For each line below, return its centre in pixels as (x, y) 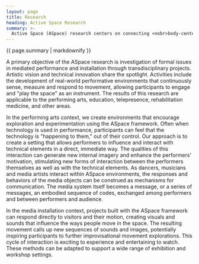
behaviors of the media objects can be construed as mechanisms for (90, 181)
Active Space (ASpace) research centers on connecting (81, 34)
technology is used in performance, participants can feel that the (85, 130)
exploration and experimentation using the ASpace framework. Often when (97, 124)
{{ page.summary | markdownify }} (49, 50)
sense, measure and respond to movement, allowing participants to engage (98, 87)
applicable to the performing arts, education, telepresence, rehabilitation (94, 100)
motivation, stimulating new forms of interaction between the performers (95, 162)
